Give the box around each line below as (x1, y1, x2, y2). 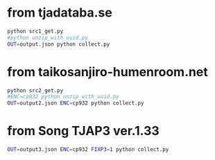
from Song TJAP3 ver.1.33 (7, 123, 160, 139)
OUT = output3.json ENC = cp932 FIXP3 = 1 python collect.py (7, 146, 169, 153)
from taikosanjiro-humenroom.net (7, 64, 208, 80)
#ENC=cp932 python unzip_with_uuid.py (7, 94, 119, 100)
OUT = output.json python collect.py (7, 40, 110, 48)
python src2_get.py (7, 87, 64, 94)
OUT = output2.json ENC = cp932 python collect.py (7, 100, 144, 107)
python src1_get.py (7, 28, 64, 35)
